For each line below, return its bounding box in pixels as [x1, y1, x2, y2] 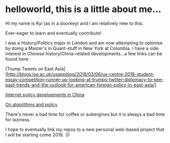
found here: [5, 56, 29, 62]
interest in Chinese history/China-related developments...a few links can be [5, 51, 162, 57]
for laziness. [5, 116, 31, 122]
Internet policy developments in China [5, 91, 85, 98]
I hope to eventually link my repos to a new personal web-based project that [5, 126, 164, 132]
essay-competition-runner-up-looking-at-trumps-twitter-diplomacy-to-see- [5, 76, 164, 82]
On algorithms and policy [5, 101, 58, 107]
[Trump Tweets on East [5, 66, 54, 72]
